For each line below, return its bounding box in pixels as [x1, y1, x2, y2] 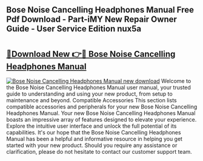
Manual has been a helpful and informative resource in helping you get [6, 136, 183, 142]
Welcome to [161, 77, 191, 84]
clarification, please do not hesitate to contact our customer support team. [6, 148, 192, 155]
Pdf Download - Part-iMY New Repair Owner [6, 15, 178, 25]
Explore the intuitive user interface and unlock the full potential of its [6, 122, 177, 130]
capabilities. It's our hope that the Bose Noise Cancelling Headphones [6, 129, 181, 136]
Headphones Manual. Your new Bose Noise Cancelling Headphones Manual [6, 110, 196, 117]
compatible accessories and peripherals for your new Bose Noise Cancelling [6, 103, 198, 110]
